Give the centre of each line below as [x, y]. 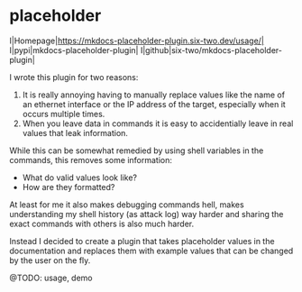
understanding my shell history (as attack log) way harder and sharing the [146, 214]
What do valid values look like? [80, 178]
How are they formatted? [69, 187]
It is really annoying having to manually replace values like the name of [154, 95]
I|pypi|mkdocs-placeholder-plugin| [74, 50]
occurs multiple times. [64, 114]
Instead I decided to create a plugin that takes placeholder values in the [142, 241]
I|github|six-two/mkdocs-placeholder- [211, 50]
